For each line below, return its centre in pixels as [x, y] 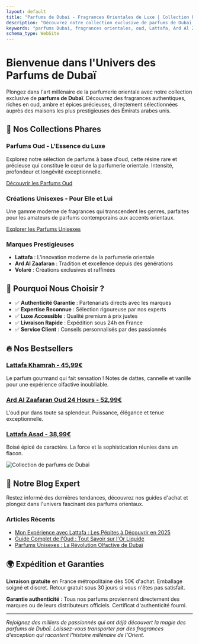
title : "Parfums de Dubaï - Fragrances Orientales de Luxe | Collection [98, 17]
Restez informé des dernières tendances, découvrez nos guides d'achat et [97, 498]
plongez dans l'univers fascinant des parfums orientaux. [75, 504]
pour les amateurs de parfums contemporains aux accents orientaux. [91, 218]
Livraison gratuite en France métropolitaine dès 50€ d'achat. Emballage [94, 581]
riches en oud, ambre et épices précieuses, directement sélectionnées [92, 105]
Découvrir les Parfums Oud [39, 183]
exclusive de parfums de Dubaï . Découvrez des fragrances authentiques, [96, 98]
